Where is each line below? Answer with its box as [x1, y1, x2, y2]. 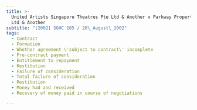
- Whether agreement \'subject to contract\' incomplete [11, 47, 154, 53]
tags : [6, 30, 19, 36]
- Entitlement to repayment [11, 57, 80, 63]
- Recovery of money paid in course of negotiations [11, 90, 143, 96]
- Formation [11, 42, 41, 47]
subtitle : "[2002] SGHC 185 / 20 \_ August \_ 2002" [6, 25, 127, 31]
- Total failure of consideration [11, 74, 96, 80]
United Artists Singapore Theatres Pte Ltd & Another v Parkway [11, 14, 172, 20]
